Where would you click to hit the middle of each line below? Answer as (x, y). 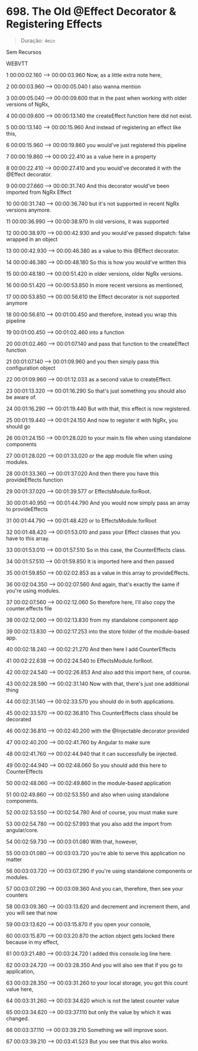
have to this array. (28, 538)
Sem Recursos (24, 52)
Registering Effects (54, 24)
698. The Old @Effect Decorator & (91, 12)
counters (17, 895)
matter (14, 859)
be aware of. (21, 397)
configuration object (31, 368)
